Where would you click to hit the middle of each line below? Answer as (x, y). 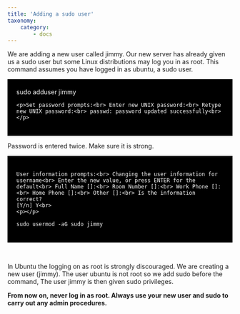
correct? (30, 199)
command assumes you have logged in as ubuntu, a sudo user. (100, 69)
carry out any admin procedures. (57, 303)
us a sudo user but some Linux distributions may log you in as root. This (113, 62)
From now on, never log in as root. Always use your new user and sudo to (118, 295)
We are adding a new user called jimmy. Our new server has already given (116, 54)
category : (35, 27)
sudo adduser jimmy (46, 92)
